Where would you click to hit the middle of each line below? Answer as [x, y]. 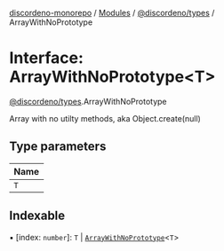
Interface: [47, 58]
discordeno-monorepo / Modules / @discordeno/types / [112, 13]
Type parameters [58, 147]
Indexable [37, 216]
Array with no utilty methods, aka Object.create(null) [105, 118]
